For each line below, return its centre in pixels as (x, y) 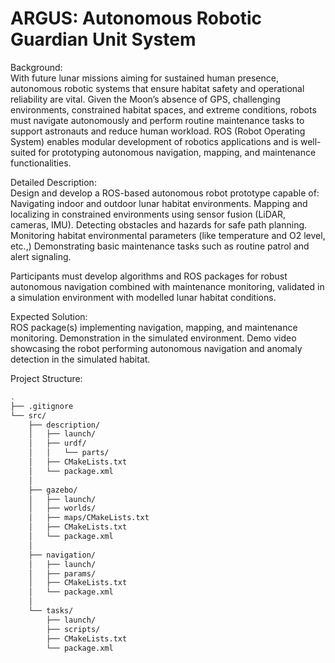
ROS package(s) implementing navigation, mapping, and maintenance (154, 327)
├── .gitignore (42, 406)
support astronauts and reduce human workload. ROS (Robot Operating (158, 131)
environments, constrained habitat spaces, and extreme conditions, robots (163, 109)
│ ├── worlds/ (62, 508)
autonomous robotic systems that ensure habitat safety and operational (157, 88)
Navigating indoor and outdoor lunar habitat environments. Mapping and (159, 203)
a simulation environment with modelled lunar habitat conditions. (143, 297)
